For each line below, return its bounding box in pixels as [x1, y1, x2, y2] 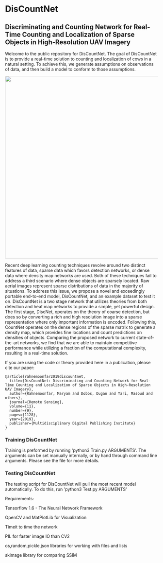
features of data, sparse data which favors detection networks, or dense [5, 267, 150, 273]
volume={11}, [9, 404, 36, 409]
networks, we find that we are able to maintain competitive [20, 340, 137, 346]
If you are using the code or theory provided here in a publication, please [5, 360, 151, 365]
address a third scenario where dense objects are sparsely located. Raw [5, 278, 149, 283]
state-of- [136, 334, 154, 340]
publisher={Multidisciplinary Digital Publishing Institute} [9, 421, 136, 426]
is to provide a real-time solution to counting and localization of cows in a [5, 56, 152, 62]
